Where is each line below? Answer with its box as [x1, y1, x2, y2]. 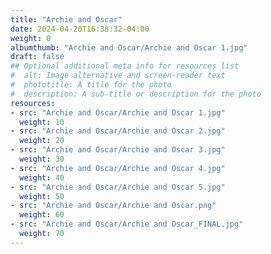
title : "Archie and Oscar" [10, 14, 123, 25]
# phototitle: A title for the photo [10, 80, 172, 90]
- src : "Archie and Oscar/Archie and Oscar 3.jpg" [10, 145, 226, 155]
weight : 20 [19, 136, 65, 146]
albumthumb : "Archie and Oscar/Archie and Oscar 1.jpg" [10, 42, 248, 53]
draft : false [10, 52, 65, 62]
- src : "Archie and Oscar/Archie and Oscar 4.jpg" [10, 163, 226, 173]
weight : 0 [10, 33, 52, 43]
